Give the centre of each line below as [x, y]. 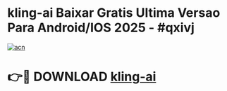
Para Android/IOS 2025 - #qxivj [101, 28]
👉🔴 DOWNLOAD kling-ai [82, 77]
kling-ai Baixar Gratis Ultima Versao [114, 13]
